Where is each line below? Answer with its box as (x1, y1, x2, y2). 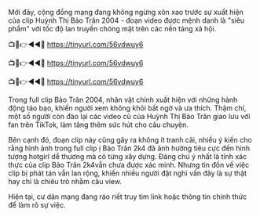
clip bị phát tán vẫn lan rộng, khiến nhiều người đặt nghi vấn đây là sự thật (8, 168, 247, 178)
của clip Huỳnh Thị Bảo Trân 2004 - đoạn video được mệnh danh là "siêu (8, 16, 245, 25)
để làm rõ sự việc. (8, 201, 66, 209)
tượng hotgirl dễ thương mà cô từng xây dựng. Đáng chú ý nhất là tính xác (8, 152, 247, 161)
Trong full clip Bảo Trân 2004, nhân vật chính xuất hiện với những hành (8, 95, 238, 104)
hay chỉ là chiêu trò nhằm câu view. (8, 177, 122, 186)
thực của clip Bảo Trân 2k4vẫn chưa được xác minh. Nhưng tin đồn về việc (8, 161, 250, 169)
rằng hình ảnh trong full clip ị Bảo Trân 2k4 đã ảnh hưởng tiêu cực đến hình (8, 143, 251, 153)
